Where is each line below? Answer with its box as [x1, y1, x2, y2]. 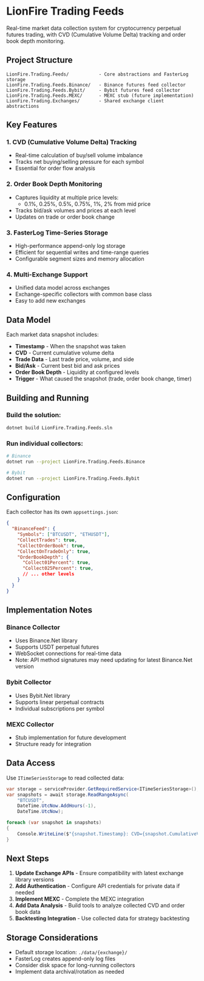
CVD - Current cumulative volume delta [15, 349, 114, 357]
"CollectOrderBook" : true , [17, 543, 86, 549]
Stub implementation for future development [15, 734, 126, 741]
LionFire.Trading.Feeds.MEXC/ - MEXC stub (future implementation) [6, 93, 194, 99]
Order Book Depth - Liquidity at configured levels [15, 368, 140, 376]
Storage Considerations [6, 932, 98, 943]
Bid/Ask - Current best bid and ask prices [15, 362, 120, 370]
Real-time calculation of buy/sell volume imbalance [15, 152, 143, 159]
